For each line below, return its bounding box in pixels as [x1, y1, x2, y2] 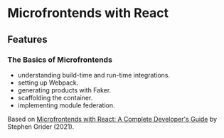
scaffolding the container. [17, 93, 93, 102]
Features [7, 33, 48, 46]
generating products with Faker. [17, 85, 112, 94]
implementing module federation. [17, 101, 115, 110]
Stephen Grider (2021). [7, 122, 75, 131]
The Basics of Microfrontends [7, 55, 112, 65]
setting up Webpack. [17, 78, 79, 87]
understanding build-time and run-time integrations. [17, 70, 171, 79]
